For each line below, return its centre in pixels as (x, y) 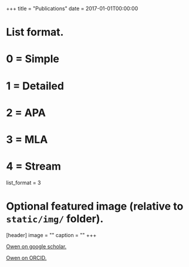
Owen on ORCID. (26, 258)
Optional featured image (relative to (95, 206)
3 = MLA (27, 139)
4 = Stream (34, 166)
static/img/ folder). (55, 219)
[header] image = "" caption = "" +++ (51, 235)
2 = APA (26, 112)
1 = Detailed (35, 86)
